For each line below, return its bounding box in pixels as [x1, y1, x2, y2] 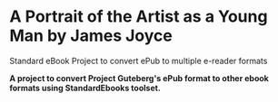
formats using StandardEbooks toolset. [9, 82, 162, 93]
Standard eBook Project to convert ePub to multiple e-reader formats [9, 55, 268, 66]
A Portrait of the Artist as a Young [9, 6, 268, 27]
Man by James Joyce [9, 25, 173, 46]
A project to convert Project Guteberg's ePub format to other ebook [9, 72, 270, 83]
